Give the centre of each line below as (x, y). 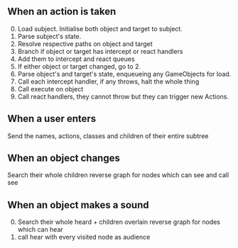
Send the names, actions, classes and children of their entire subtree (108, 136)
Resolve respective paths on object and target (85, 44)
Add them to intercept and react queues (76, 59)
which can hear (40, 230)
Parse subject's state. (49, 36)
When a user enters (52, 119)
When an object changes (64, 158)
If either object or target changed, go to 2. (79, 66)
